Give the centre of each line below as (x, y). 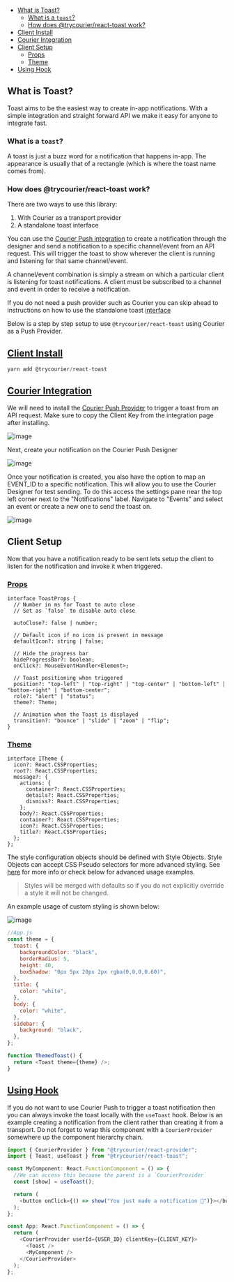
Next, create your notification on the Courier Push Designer (92, 449)
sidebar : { (29, 1024)
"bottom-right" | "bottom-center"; (59, 690)
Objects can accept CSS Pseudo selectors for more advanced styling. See (114, 865)
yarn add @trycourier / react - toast (57, 369)
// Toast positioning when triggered (68, 678)
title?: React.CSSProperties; (64, 832)
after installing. (29, 422)
